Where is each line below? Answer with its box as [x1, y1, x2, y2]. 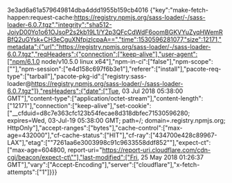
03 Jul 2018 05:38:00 [122, 87, 184, 95]
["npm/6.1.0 [7, 58, 40, 65]
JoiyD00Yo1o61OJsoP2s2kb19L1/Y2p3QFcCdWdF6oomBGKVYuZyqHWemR [7, 28, 223, 36]
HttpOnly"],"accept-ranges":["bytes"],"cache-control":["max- [7, 124, 183, 132]
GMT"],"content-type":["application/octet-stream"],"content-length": [7, 94, 204, 103]
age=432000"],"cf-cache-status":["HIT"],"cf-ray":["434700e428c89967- [7, 131, 217, 139]
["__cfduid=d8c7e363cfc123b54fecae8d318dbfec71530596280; [7, 109, 190, 117]
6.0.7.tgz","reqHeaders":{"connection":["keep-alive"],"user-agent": [7, 50, 198, 58]
